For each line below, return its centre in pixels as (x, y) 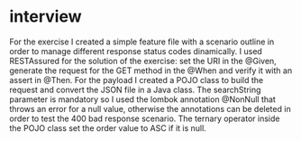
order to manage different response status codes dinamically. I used (136, 51)
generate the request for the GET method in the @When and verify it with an (151, 70)
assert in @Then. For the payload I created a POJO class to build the (137, 80)
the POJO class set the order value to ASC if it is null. (108, 127)
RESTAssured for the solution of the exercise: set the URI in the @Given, (143, 61)
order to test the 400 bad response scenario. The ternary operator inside (145, 118)
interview (46, 17)
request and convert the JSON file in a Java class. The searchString (135, 89)
